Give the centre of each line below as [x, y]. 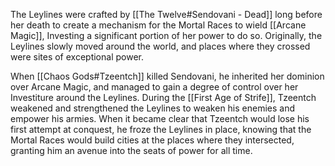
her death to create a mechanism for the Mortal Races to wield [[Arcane [158, 25]
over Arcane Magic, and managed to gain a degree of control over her [154, 87]
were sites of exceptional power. [77, 57]
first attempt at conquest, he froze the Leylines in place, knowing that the [161, 129]
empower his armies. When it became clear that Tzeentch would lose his [160, 118]
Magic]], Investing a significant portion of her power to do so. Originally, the [166, 35]
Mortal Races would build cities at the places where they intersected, [152, 140]
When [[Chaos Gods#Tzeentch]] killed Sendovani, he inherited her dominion [167, 76]
